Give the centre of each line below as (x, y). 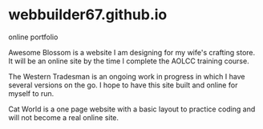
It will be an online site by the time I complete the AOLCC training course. (129, 61)
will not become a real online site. (63, 117)
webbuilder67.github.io (88, 15)
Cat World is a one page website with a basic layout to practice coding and (132, 109)
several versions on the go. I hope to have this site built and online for (123, 85)
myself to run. (31, 93)
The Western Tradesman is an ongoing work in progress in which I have (127, 76)
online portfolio (33, 37)
